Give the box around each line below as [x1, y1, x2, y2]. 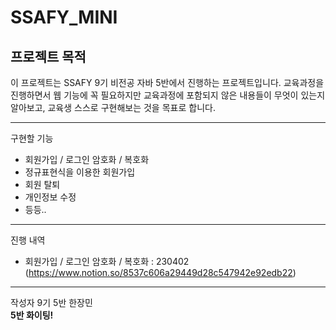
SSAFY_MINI [10, 6, 118, 29]
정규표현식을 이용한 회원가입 [24, 166, 136, 178]
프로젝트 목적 [10, 48, 87, 65]
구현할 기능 [10, 132, 54, 144]
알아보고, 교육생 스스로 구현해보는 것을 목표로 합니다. [10, 102, 216, 113]
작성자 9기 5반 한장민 [10, 297, 93, 308]
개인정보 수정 [24, 191, 77, 203]
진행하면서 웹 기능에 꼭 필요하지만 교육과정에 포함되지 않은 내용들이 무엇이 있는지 [10, 89, 326, 101]
